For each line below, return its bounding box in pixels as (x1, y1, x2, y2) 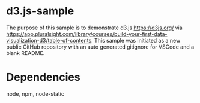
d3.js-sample (6, 4, 74, 18)
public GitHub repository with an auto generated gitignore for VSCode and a (6, 43, 195, 50)
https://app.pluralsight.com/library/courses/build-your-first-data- (6, 30, 168, 37)
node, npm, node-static (6, 90, 65, 97)
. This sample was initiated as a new (91, 37, 181, 44)
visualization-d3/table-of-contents (6, 37, 92, 44)
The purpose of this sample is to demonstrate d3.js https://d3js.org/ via (6, 24, 183, 31)
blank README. (6, 49, 45, 56)
